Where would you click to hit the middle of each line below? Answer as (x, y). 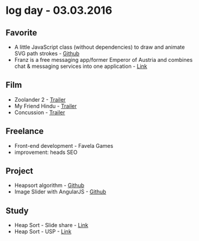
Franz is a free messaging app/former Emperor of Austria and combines (103, 60)
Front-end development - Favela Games (64, 145)
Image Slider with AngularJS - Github (60, 192)
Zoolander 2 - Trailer (40, 99)
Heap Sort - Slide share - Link (51, 225)
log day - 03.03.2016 (59, 11)
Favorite (21, 33)
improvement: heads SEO (46, 152)
